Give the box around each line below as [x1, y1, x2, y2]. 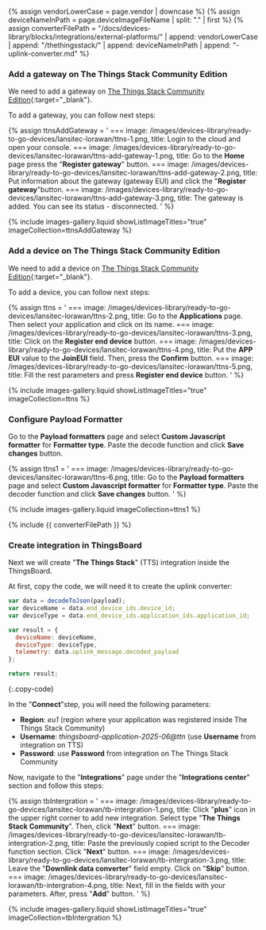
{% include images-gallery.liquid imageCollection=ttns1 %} [8, 504, 201, 514]
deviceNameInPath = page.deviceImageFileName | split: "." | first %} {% [8, 15, 244, 25]
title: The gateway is [177, 194, 244, 203]
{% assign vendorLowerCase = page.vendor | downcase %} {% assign [8, 7, 241, 16]
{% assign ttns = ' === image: [8, 302, 106, 312]
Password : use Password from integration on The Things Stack [19, 749, 229, 759]
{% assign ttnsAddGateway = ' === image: [8, 126, 148, 136]
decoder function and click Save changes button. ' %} [8, 489, 187, 498]
